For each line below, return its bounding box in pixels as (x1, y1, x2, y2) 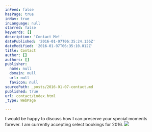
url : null (9, 75, 29, 80)
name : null (9, 66, 32, 71)
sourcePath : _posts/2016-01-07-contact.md (5, 84, 93, 89)
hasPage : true (5, 12, 34, 17)
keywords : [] (5, 30, 32, 35)
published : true (5, 89, 38, 94)
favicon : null (9, 80, 38, 85)
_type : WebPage (5, 98, 36, 103)
